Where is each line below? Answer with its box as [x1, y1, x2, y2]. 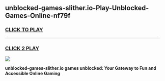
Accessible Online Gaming [5, 70, 60, 76]
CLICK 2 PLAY [5, 45, 39, 52]
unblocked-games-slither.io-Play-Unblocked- [5, 4, 149, 12]
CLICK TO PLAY [5, 27, 43, 33]
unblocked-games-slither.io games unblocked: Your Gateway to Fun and [5, 65, 157, 71]
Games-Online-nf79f [5, 12, 71, 20]
